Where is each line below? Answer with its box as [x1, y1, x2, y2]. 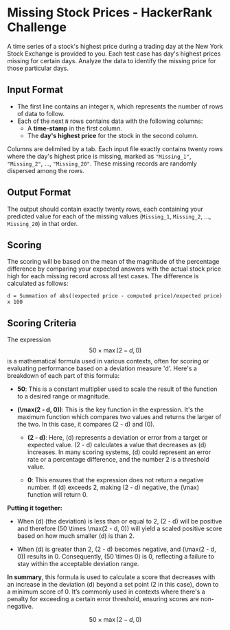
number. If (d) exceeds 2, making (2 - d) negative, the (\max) [27, 483, 199, 492]
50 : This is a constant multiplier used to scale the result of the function [16, 385, 218, 393]
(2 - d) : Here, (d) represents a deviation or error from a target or [27, 434, 208, 442]
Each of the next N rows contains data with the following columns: [16, 117, 203, 125]
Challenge [7, 19, 67, 35]
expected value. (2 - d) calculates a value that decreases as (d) [27, 441, 207, 449]
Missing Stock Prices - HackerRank [7, 5, 213, 21]
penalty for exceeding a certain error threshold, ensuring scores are [7, 595, 199, 603]
